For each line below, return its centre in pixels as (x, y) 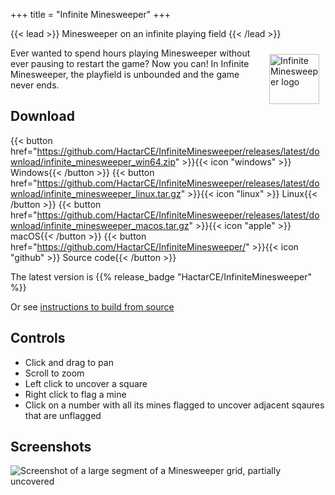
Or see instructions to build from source (92, 306)
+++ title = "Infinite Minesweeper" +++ (90, 14)
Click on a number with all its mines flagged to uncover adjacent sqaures (174, 405)
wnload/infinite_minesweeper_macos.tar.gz (100, 225)
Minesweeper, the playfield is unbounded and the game (125, 74)
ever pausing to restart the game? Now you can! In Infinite (130, 63)
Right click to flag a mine (75, 394)
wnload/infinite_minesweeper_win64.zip (93, 161)
